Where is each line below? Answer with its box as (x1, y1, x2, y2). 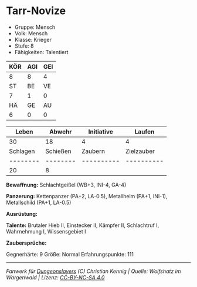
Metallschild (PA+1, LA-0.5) (6, 199, 72, 206)
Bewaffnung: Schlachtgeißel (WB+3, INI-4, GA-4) (6, 181, 127, 188)
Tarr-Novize (6, 4, 66, 18)
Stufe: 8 (14, 42, 34, 49)
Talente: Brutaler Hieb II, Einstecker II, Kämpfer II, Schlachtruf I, (6, 222, 159, 229)
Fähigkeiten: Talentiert (14, 48, 69, 55)
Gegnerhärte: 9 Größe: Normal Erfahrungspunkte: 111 (6, 251, 134, 258)
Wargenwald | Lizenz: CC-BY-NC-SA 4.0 (6, 273, 105, 281)
